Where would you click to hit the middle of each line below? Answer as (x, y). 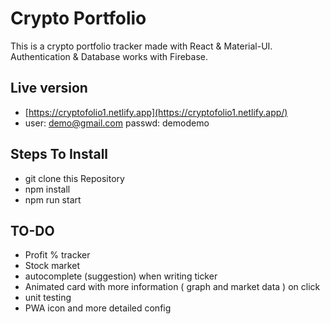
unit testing (48, 298)
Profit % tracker (57, 255)
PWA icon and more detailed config (98, 308)
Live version (49, 88)
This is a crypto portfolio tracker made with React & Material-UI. (141, 46)
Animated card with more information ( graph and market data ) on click (172, 287)
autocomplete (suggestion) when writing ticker (121, 276)
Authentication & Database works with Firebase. (109, 56)
